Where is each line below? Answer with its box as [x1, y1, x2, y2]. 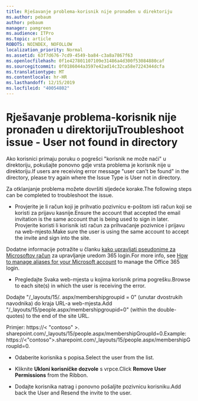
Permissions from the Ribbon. [14, 372, 88, 379]
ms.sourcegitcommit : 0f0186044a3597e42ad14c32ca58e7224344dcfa [6, 63, 165, 69]
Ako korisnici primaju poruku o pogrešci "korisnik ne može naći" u [6, 155, 167, 162]
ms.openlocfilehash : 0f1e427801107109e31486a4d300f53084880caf [6, 58, 165, 64]
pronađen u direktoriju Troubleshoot [6, 123, 184, 137]
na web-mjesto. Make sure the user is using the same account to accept [14, 228, 189, 235]
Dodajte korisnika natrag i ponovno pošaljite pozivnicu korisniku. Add [14, 383, 181, 390]
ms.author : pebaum [6, 14, 51, 20]
